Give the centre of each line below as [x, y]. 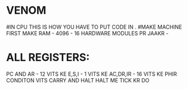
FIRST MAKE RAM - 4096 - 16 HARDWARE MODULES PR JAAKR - [87, 33]
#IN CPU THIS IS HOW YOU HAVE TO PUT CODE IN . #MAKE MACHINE [94, 27]
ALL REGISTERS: [48, 58]
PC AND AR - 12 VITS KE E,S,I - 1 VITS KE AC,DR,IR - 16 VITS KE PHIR [92, 74]
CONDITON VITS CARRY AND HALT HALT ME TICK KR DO [78, 80]
